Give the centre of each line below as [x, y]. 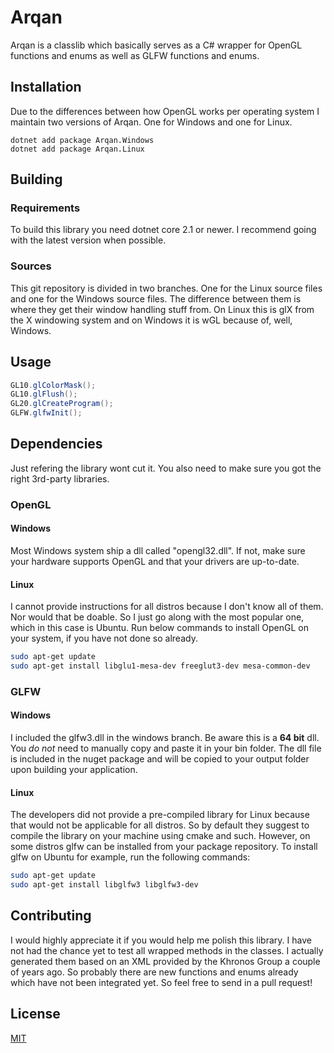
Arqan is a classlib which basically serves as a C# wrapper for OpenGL [156, 45]
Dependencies [56, 444]
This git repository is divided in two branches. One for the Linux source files [166, 288]
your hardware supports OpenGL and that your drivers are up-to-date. [155, 561]
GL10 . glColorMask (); [53, 385]
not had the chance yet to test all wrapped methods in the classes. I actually [167, 950]
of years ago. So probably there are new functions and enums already [154, 972]
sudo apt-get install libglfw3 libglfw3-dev [104, 885]
